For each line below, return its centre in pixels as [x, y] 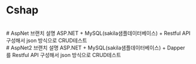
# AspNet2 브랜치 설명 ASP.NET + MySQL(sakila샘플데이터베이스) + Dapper [96, 48]
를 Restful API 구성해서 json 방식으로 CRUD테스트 [64, 55]
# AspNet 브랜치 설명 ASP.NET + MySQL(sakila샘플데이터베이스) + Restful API [98, 33]
